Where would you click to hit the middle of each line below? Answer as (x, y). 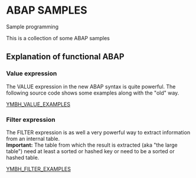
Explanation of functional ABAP (65, 57)
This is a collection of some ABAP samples (58, 38)
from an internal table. (33, 138)
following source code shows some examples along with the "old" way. (93, 93)
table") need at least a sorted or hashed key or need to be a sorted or (91, 151)
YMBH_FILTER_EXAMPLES (39, 169)
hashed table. (23, 157)
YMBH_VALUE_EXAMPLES (38, 104)
